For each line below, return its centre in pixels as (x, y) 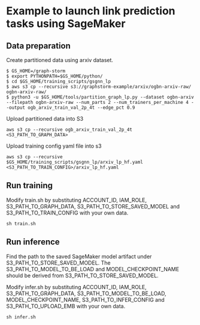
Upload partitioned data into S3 (45, 119)
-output (16, 108)
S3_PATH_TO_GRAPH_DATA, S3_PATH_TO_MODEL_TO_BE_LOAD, (86, 293)
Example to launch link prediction (91, 11)
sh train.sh (21, 223)
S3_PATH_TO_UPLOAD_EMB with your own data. (66, 306)
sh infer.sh (21, 317)
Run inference (33, 242)
